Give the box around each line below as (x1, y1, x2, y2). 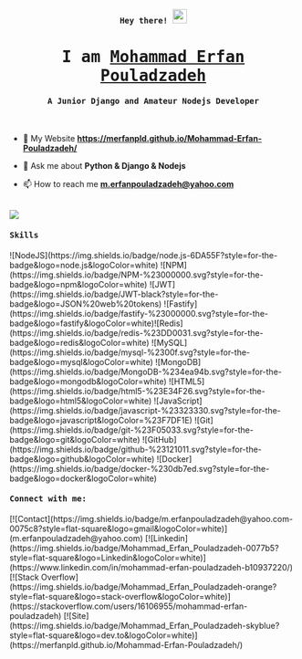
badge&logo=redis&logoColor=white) (9, 337, 150, 348)
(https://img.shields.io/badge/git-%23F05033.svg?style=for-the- (9, 424, 254, 435)
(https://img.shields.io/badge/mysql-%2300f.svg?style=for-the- (9, 347, 251, 358)
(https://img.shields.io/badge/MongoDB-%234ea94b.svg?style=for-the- (9, 366, 283, 377)
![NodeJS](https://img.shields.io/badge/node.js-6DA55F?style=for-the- (9, 249, 278, 260)
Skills (9, 229, 39, 240)
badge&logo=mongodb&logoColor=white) (9, 375, 167, 387)
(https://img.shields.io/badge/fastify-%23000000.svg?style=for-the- (9, 308, 269, 319)
